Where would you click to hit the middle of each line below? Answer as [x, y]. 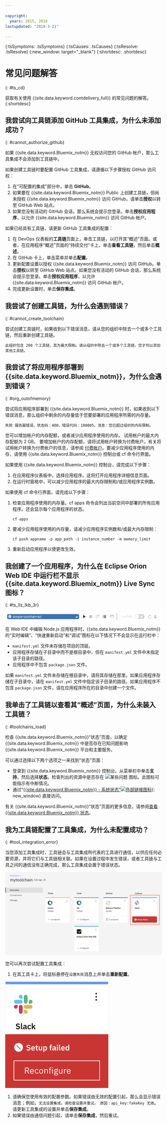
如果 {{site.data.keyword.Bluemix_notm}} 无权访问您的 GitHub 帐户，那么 [80, 152]
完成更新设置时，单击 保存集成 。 [45, 289]
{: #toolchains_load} [26, 727]
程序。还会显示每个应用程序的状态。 [49, 509]
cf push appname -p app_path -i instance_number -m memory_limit [81, 539]
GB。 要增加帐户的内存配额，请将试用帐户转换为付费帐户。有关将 [94, 441]
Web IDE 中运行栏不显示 [42, 575]
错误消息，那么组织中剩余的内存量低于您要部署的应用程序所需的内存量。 [79, 415]
